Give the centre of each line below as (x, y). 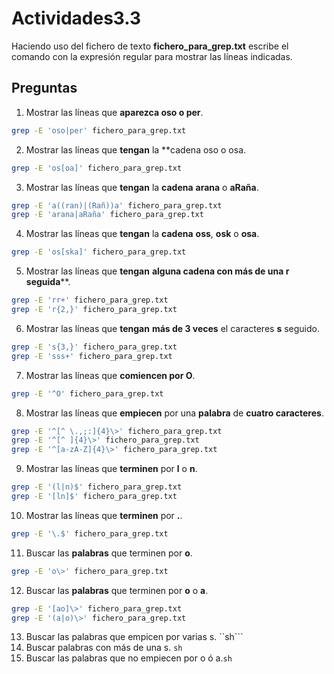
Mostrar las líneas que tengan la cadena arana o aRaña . (142, 187)
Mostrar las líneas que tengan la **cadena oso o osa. (136, 149)
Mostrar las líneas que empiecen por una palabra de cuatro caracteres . (174, 413)
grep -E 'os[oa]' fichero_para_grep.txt (97, 168)
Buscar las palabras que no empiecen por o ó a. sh (129, 658)
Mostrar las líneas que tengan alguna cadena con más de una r (157, 271)
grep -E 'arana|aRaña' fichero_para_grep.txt (107, 215)
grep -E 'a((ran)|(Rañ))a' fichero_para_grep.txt (117, 205)
